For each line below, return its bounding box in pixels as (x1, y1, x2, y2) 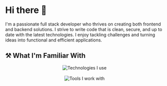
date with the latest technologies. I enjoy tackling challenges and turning (5, 31, 155, 37)
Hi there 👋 (5, 4, 47, 16)
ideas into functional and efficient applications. (5, 37, 102, 43)
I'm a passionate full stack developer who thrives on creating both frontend (5, 21, 161, 27)
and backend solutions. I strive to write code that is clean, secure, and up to (5, 26, 162, 32)
